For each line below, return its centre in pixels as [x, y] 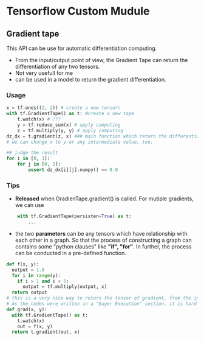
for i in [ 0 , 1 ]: [28, 159]
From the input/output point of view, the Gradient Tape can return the [101, 60]
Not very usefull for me [44, 73]
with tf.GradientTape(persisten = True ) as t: [74, 216]
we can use [29, 205]
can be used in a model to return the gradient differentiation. [90, 79]
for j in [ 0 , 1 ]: [39, 164]
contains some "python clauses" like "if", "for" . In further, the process [103, 246]
